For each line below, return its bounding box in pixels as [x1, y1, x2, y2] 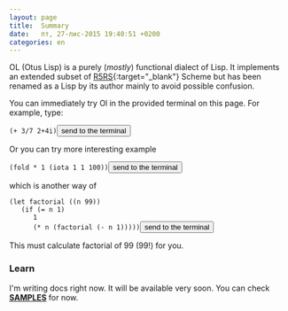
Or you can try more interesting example [9, 144, 157, 155]
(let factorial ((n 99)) [9, 198, 101, 206]
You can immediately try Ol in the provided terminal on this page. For [9, 98, 260, 109]
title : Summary [9, 21, 69, 30]
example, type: [9, 107, 64, 118]
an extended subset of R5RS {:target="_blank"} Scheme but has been [9, 72, 261, 82]
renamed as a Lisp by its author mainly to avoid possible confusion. [9, 81, 255, 91]
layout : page [9, 12, 58, 22]
